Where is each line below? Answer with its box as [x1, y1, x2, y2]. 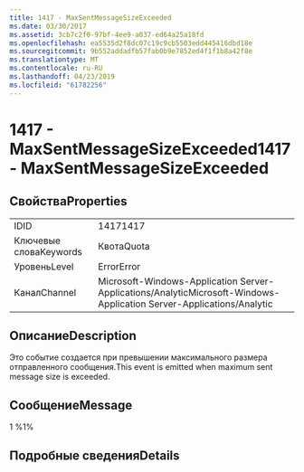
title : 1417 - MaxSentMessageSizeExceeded [9, 13, 172, 23]
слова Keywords [14, 245, 83, 258]
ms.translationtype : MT [9, 55, 100, 64]
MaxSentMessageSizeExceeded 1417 [9, 138, 291, 159]
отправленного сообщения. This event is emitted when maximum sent [9, 362, 273, 373]
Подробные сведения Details [9, 448, 180, 463]
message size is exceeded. [9, 372, 110, 382]
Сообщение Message [9, 397, 133, 412]
